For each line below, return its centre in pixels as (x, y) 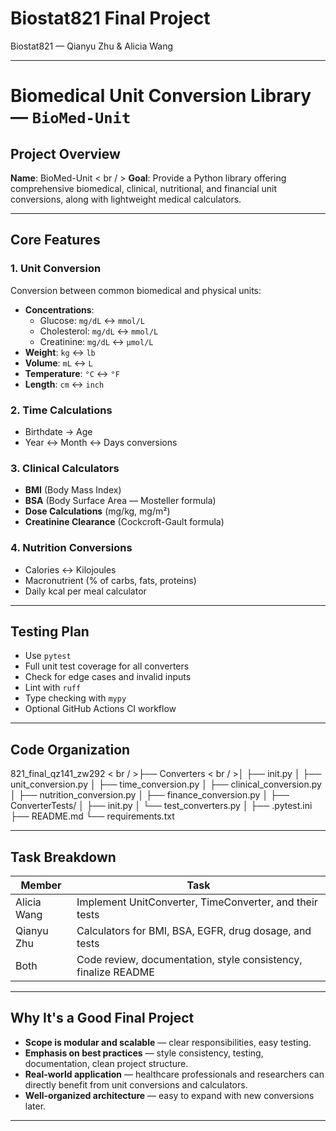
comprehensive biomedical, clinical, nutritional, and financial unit (144, 188)
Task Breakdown (63, 857)
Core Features (55, 240)
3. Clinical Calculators (65, 468)
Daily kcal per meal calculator (85, 591)
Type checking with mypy (75, 698)
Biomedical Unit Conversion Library (161, 96)
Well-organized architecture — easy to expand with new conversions (169, 1095)
